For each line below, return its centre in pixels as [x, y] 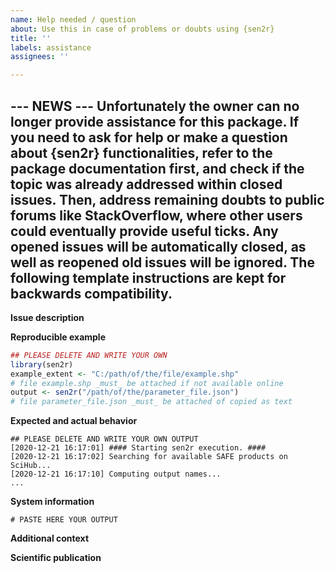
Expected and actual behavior [74, 421]
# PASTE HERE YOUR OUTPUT [64, 520]
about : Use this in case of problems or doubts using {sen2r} [142, 29]
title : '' [31, 38]
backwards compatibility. [91, 293]
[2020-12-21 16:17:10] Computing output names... [116, 474]
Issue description [47, 317]
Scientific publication [56, 558]
